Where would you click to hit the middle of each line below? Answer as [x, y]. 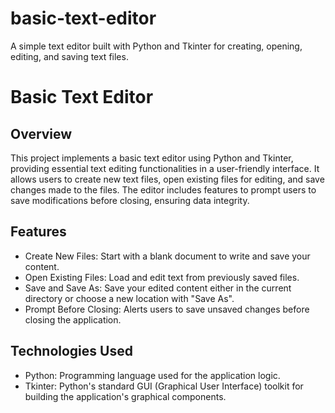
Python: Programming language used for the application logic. [152, 375]
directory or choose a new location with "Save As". [129, 298]
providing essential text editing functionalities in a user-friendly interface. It [165, 168]
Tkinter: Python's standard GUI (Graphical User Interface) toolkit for [164, 386]
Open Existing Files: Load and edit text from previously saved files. [162, 277]
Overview [41, 133]
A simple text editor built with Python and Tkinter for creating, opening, [156, 46]
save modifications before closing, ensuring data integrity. [130, 200]
